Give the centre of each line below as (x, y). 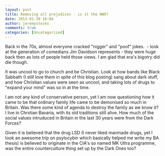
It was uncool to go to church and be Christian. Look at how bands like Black (82, 72)
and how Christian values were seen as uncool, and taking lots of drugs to (80, 82)
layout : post (18, 10)
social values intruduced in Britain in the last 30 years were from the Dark (79, 118)
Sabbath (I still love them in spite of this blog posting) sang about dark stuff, (82, 77)
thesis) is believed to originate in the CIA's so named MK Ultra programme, (81, 143)
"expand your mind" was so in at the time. (47, 87)
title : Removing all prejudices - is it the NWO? (57, 14)
